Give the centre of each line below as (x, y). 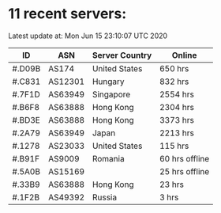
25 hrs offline (184, 171)
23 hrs (171, 184)
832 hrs (174, 82)
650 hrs (174, 68)
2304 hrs (177, 107)
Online (184, 55)
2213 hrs (177, 133)
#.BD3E (26, 120)
